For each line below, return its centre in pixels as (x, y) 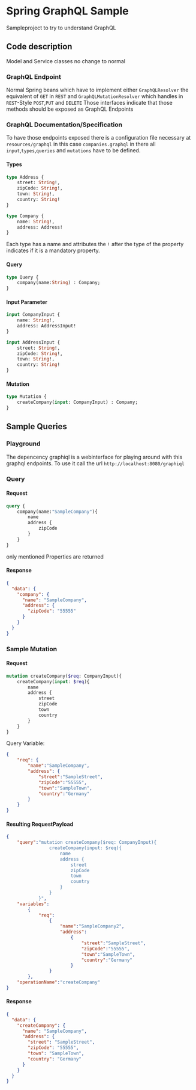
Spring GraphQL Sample (67, 11)
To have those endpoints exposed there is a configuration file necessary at (99, 138)
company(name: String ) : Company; (59, 283)
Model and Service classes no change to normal (66, 61)
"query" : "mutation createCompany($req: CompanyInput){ (87, 843)
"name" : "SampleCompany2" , (92, 926)
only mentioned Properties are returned (55, 556)
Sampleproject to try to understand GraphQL (61, 28)
